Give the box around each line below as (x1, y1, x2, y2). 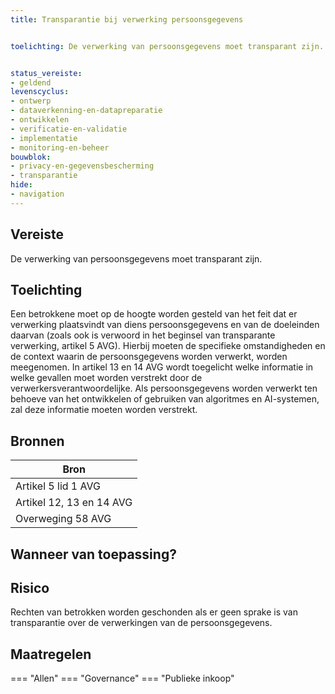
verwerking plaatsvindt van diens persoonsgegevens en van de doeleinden (10, 319, 320, 331)
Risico (10, 579, 50, 596)
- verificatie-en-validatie (10, 124, 128, 134)
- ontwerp (10, 96, 52, 106)
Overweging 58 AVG (15, 512, 112, 526)
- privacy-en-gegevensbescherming (10, 161, 155, 171)
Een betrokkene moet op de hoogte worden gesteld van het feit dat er (10, 308, 298, 320)
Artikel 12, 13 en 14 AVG (15, 496, 133, 510)
